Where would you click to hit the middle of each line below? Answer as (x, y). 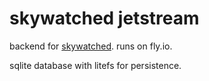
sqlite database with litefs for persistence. (95, 65)
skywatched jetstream (104, 18)
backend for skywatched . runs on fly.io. (91, 46)
